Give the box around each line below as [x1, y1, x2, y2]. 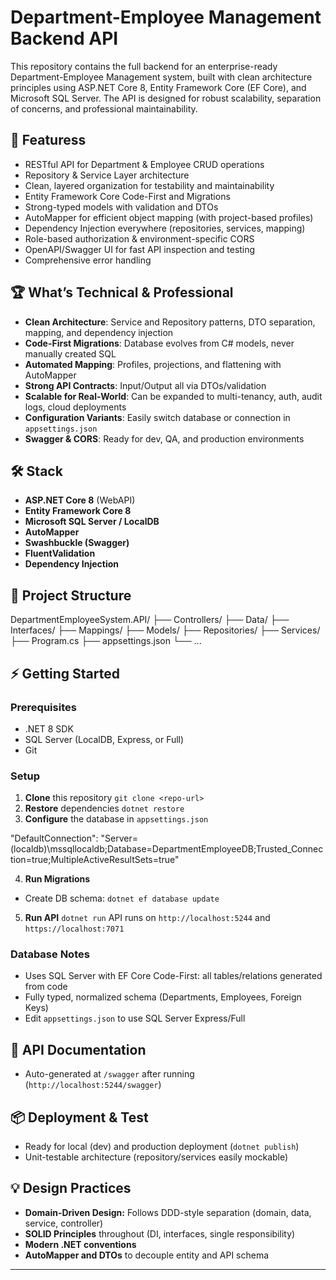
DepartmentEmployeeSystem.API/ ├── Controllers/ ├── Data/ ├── [10, 614, 290, 626]
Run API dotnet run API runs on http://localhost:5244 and [24, 912, 271, 924]
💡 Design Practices [10, 1180, 132, 1197]
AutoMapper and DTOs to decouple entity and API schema [24, 1249, 270, 1261]
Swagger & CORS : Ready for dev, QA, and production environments [24, 432, 305, 445]
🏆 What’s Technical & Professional [10, 284, 234, 301]
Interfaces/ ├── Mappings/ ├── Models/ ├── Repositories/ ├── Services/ [10, 624, 321, 636]
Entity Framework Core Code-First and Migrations [24, 190, 231, 202]
